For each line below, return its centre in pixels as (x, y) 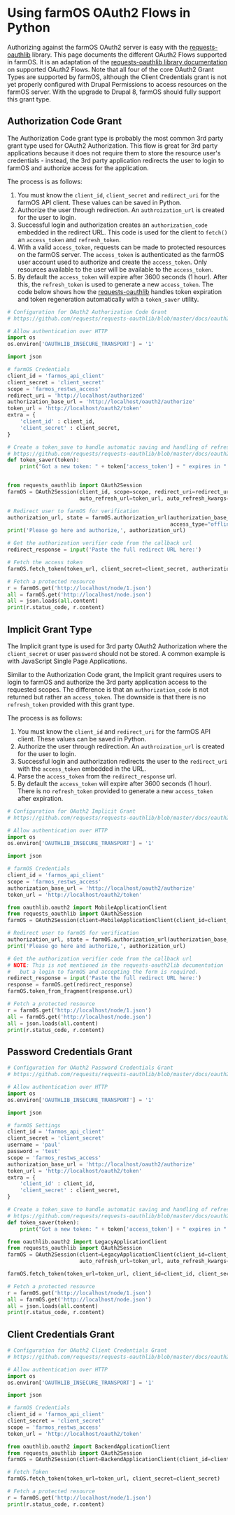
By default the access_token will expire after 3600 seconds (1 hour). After (122, 277)
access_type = (189, 524)
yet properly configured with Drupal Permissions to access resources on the (117, 84)
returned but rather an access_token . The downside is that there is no (107, 697)
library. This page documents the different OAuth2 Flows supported (129, 55)
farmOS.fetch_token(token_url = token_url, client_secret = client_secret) (114, 1479)
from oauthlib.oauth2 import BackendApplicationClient (89, 1446)
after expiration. (40, 798)
